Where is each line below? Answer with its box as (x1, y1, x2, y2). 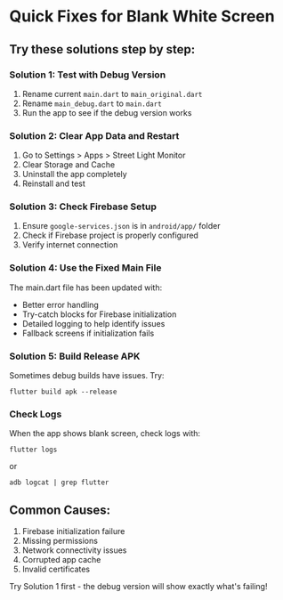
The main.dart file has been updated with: (9, 282, 163, 293)
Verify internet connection (21, 239, 118, 250)
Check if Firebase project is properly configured (21, 230, 198, 241)
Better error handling (21, 299, 100, 310)
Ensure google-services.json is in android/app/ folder (21, 221, 221, 231)
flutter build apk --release (9, 387, 117, 397)
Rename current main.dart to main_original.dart (21, 88, 203, 99)
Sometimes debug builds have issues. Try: (9, 370, 165, 381)
